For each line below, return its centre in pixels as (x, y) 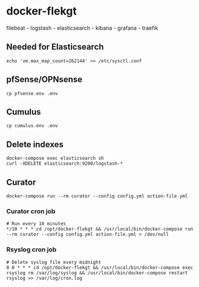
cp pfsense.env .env (32, 93)
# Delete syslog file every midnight (54, 262)
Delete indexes (35, 144)
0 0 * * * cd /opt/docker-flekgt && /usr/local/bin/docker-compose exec (100, 268)
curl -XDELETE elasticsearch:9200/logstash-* (64, 164)
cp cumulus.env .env (32, 126)
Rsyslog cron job (31, 249)
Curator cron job (31, 211)
